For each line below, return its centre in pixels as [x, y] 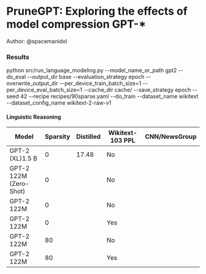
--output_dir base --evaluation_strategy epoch [86, 77]
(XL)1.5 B [24, 158]
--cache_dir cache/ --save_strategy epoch [137, 90]
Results [18, 57]
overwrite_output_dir [32, 83]
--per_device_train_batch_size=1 [100, 83]
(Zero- [19, 183]
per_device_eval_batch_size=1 [44, 90]
